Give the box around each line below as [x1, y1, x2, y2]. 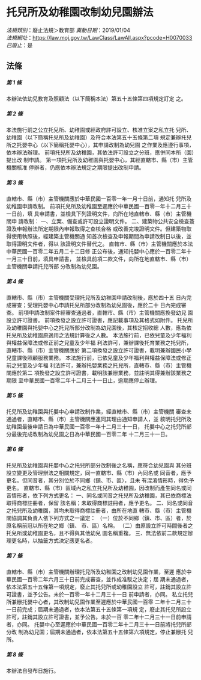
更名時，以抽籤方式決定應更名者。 [11, 537, 96, 545]
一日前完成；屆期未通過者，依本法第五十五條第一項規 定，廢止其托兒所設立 [6, 606, 192, 613]
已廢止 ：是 [6, 42, 33, 49]
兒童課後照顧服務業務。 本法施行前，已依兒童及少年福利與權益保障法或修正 [6, 354, 192, 362]
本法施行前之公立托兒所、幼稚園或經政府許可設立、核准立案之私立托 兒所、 [6, 126, 192, 134]
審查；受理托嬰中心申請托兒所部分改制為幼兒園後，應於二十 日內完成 [11, 301, 181, 309]
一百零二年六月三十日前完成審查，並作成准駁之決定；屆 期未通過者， [22, 576, 192, 583]
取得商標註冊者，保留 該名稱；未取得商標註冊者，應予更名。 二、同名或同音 [6, 499, 193, 507]
